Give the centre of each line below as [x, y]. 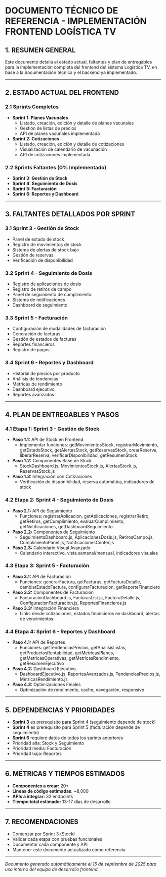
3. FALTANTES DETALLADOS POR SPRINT [70, 214]
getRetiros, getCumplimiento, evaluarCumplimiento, [72, 521]
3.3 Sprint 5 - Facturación [37, 317]
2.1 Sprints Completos [32, 107]
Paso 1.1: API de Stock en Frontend [48, 439]
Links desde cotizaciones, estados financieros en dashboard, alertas [89, 613]
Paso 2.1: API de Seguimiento [42, 510]
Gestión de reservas [33, 255]
